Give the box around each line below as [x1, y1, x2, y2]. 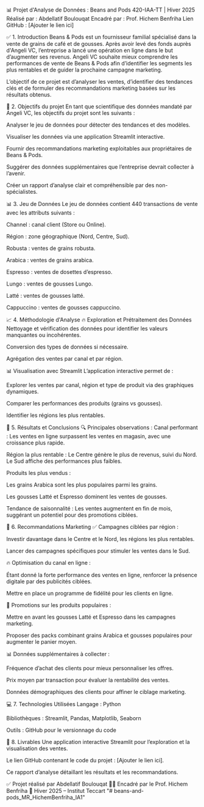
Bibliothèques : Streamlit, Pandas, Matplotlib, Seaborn [6, 715, 142, 721]
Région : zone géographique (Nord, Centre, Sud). [6, 233, 130, 240]
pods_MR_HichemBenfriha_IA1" [6, 794, 85, 801]
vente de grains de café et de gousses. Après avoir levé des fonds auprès [6, 40, 192, 47]
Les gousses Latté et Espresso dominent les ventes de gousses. [6, 493, 167, 500]
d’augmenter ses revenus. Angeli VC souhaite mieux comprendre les [6, 53, 178, 61]
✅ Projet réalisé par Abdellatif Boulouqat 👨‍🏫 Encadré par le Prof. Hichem [6, 780, 188, 787]
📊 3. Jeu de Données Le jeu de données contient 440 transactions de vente [6, 201, 198, 207]
